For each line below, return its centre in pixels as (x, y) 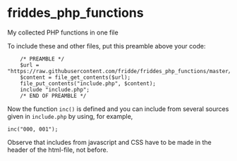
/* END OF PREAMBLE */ (53, 96)
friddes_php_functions (75, 13)
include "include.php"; (55, 89)
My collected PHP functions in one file (63, 32)
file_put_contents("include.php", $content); (88, 83)
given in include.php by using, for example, (70, 116)
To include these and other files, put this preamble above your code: (107, 46)
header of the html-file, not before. (58, 150)
